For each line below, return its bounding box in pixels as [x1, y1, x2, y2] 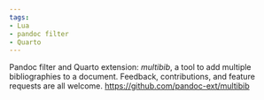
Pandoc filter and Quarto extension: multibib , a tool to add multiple [9, 62, 252, 73]
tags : [9, 12, 29, 22]
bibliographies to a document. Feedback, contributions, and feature [9, 72, 255, 82]
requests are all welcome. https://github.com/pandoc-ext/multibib [9, 81, 250, 91]
